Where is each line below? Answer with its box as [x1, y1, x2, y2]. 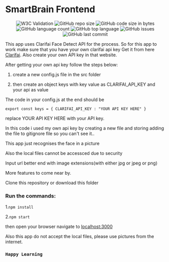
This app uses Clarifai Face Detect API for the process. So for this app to [5, 41, 157, 47]
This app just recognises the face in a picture [5, 140, 100, 146]
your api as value [12, 86, 49, 92]
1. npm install [5, 204, 34, 210]
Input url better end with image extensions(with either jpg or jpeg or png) [5, 160, 158, 166]
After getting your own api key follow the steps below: [5, 61, 118, 68]
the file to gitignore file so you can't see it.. [5, 130, 95, 137]
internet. [5, 239, 23, 245]
